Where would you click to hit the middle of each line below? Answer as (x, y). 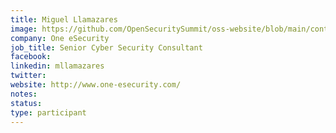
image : (24, 29)
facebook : (31, 57)
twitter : (28, 76)
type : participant (48, 112)
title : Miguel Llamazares (64, 19)
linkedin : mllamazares (57, 66)
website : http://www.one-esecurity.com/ (96, 85)
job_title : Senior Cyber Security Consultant (106, 47)
